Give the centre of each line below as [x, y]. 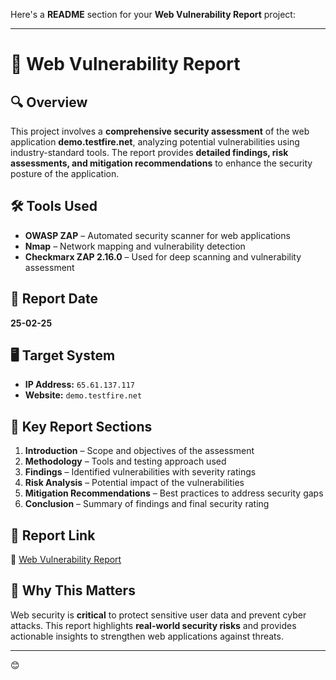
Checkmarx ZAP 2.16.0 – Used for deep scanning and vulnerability [163, 256]
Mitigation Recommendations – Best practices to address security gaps [174, 493]
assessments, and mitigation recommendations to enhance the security [161, 163]
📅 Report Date [54, 299]
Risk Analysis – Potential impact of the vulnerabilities [134, 483]
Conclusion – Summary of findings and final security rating [147, 504]
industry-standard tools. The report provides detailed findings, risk [149, 152]
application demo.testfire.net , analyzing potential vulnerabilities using [155, 142]
